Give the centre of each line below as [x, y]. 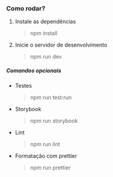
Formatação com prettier [46, 156]
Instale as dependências [45, 22]
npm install [44, 33]
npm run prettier [50, 168]
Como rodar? [26, 8]
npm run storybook [54, 121]
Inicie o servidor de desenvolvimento [61, 45]
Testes [23, 86]
